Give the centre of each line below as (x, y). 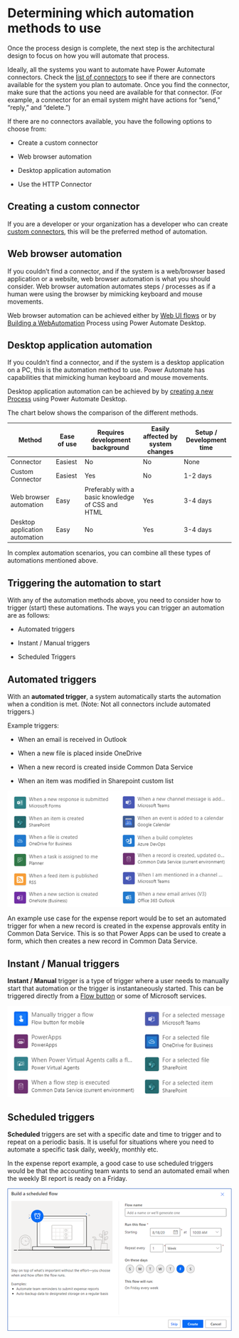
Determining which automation (101, 13)
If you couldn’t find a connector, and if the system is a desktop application (116, 363)
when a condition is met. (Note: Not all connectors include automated (109, 704)
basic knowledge (110, 497)
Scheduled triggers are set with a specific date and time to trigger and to (115, 1135)
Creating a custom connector (74, 207)
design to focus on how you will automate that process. (88, 56)
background (111, 448)
